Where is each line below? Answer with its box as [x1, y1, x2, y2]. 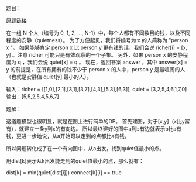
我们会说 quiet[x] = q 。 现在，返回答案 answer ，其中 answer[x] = [27, 59, 188, 66]
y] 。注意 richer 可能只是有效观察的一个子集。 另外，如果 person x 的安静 [6, 51, 183, 58]
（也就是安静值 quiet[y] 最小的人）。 [6, 73, 92, 80]
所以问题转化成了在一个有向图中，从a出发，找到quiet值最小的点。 [6, 145, 165, 152]
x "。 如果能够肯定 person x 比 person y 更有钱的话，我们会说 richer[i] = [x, [6, 44, 188, 51]
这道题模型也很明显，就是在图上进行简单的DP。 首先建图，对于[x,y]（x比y [6, 118, 185, 125]
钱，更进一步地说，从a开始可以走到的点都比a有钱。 [6, 133, 130, 139]
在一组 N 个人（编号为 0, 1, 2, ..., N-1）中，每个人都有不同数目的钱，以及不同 [6, 29, 191, 36]
